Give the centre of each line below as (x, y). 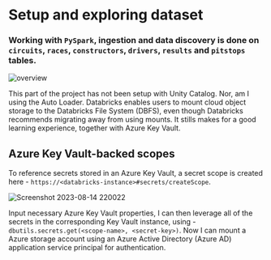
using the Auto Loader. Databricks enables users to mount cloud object (127, 102)
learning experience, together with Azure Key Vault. (95, 128)
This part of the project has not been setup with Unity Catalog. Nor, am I (129, 94)
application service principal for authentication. (87, 248)
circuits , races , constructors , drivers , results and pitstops (127, 50)
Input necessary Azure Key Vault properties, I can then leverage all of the (131, 213)
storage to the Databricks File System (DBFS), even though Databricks (126, 111)
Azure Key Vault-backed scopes (92, 153)
